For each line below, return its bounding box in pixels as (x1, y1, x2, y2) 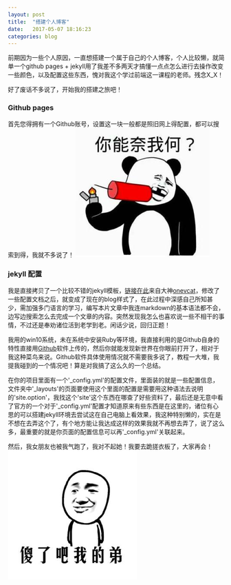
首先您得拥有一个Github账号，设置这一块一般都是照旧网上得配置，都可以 (8, 119, 214, 127)
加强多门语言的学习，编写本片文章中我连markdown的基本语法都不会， (25, 303, 225, 311)
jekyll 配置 (8, 269, 43, 279)
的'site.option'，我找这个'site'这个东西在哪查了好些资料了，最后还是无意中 (8, 393, 217, 401)
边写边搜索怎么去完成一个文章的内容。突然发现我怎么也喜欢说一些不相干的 (8, 312, 219, 320)
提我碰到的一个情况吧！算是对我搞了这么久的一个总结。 (8, 361, 164, 369)
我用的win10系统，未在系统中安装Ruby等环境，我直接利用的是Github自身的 (8, 335, 220, 344)
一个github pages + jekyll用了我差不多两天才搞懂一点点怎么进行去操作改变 (13, 62, 224, 70)
